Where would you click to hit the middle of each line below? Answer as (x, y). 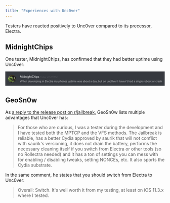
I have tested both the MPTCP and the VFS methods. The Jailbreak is (90, 133)
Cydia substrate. (35, 165)
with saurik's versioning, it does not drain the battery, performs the (87, 144)
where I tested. (33, 195)
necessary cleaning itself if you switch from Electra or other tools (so (90, 149)
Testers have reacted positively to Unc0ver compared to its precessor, (79, 26)
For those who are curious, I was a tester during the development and (90, 128)
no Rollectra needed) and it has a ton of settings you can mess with (88, 154)
